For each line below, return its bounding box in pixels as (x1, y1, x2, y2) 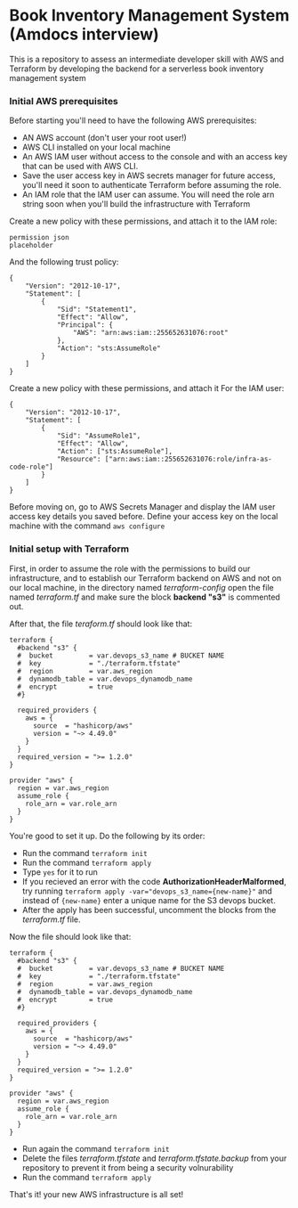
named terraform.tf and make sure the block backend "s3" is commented (9, 592, 280, 602)
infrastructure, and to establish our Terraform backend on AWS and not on (9, 572, 282, 584)
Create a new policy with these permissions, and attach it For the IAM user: (9, 383, 285, 394)
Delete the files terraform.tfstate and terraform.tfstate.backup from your (21, 1153, 287, 1163)
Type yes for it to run (21, 866, 98, 877)
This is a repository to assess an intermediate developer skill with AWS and (9, 53, 285, 64)
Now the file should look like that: (9, 931, 132, 942)
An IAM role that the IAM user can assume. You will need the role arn (21, 189, 275, 200)
